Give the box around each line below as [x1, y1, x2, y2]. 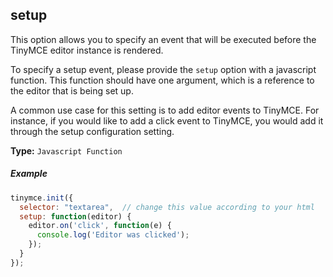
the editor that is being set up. [10, 84, 134, 97]
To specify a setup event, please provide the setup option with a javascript [10, 63, 317, 75]
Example [10, 168, 48, 180]
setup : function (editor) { [19, 211, 132, 222]
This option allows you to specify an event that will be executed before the [10, 33, 317, 45]
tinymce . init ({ [10, 193, 74, 203]
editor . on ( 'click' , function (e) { [28, 221, 172, 231]
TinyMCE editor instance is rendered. [10, 44, 164, 56]
